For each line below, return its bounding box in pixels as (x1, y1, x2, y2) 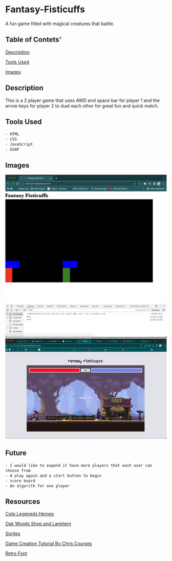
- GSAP (5, 147, 19, 152)
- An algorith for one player (5, 483, 70, 488)
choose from (5, 468, 31, 473)
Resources (5, 497, 40, 506)
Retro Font (5, 550, 27, 556)
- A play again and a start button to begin (5, 473, 102, 478)
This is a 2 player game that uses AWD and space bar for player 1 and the (5, 97, 160, 103)
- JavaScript (5, 142, 33, 147)
